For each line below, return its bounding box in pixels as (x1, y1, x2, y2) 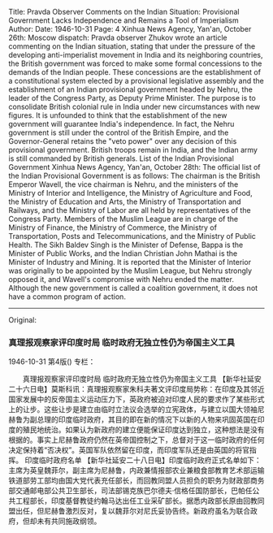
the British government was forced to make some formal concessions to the (8, 58, 262, 68)
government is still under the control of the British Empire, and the (8, 128, 229, 137)
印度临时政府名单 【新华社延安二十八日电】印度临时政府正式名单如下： (24, 455, 262, 466)
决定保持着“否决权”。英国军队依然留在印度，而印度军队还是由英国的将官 (8, 445, 250, 455)
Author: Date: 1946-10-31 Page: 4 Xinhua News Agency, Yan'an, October (8, 24, 252, 33)
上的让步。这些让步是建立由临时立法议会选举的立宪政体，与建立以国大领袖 (8, 405, 258, 414)
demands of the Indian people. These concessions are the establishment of (8, 67, 262, 76)
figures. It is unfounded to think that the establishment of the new (8, 110, 227, 120)
